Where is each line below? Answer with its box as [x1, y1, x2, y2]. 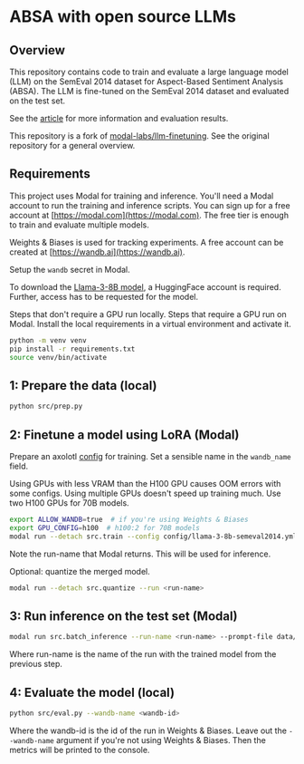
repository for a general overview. [9, 140, 136, 150]
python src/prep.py [9, 401, 83, 411]
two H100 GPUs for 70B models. [9, 497, 129, 508]
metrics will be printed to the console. [9, 744, 150, 755]
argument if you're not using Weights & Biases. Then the [55, 734, 267, 745]
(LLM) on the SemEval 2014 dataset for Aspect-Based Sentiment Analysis [9, 76, 283, 87]
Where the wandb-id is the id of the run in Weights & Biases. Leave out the [9, 725, 288, 736]
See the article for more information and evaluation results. [9, 113, 229, 123]
